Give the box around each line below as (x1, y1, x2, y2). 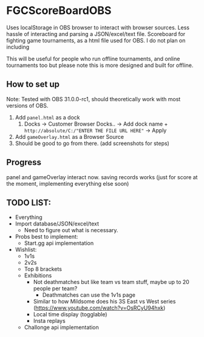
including (6, 43, 30, 51)
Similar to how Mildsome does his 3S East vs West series (33, 298, 176, 305)
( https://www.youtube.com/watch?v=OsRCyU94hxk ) (33, 304, 166, 311)
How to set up (6, 79, 59, 90)
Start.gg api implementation (24, 239, 94, 247)
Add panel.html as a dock (15, 113, 80, 121)
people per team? (33, 285, 78, 293)
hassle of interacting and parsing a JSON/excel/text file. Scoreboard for (6, 30, 186, 37)
